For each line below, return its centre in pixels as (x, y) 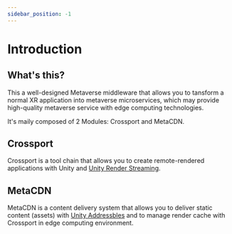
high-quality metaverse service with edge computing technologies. (106, 107)
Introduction (45, 49)
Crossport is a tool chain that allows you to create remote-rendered (106, 161)
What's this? (36, 75)
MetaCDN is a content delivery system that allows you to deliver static (110, 208)
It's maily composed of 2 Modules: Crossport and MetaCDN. (96, 121)
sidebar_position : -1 (39, 14)
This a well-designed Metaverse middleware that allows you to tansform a (116, 92)
